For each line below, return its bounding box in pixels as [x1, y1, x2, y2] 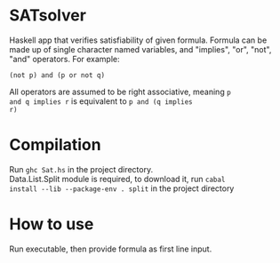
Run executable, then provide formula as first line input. [9, 243, 212, 254]
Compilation [9, 135, 101, 155]
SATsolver [9, 5, 87, 26]
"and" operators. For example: [9, 53, 120, 64]
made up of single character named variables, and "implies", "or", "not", [9, 44, 272, 54]
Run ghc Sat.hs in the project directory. [9, 163, 154, 174]
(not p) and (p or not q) [9, 70, 105, 80]
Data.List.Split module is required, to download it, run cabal [9, 173, 226, 184]
